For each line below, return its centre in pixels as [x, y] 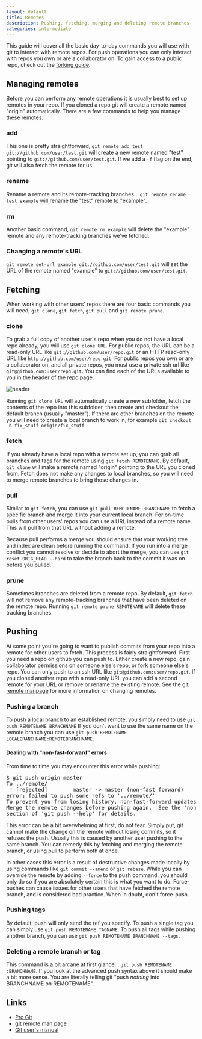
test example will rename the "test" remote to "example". [77, 200]
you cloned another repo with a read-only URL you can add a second [92, 678]
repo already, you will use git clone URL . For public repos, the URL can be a [100, 346]
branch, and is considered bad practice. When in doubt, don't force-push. [98, 894]
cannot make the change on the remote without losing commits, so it [91, 831]
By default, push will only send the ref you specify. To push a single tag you [100, 923]
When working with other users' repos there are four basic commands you [99, 304]
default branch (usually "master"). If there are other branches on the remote [100, 414]
